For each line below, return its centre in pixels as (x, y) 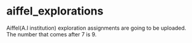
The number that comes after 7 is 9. (52, 34)
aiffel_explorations (55, 11)
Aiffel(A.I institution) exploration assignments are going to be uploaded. (96, 28)
